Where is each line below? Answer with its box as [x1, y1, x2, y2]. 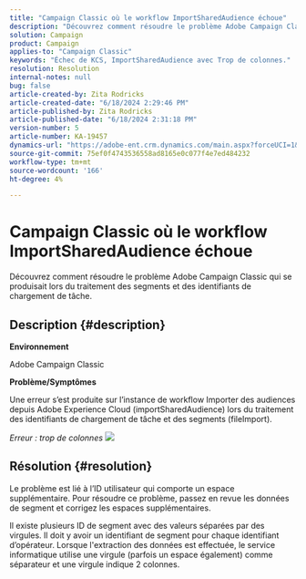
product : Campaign [9, 38, 79, 48]
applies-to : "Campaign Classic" [9, 47, 132, 57]
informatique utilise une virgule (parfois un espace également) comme [9, 549, 273, 560]
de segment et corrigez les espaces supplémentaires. [9, 502, 211, 513]
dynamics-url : [9, 140, 64, 150]
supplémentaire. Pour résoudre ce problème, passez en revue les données [9, 492, 290, 503]
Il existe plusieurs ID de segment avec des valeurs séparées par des [9, 520, 265, 531]
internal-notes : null [9, 73, 92, 82]
